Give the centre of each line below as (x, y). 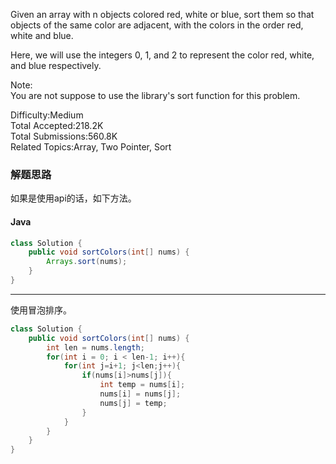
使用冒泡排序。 (41, 310)
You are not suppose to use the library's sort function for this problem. (155, 95)
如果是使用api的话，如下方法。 (73, 198)
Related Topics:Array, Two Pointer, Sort (91, 147)
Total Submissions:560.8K (64, 136)
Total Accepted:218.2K (57, 125)
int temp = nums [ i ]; (142, 385)
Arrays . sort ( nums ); (87, 262)
